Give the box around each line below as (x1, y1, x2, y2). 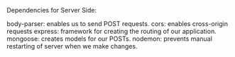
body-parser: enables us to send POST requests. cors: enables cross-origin (6, 20, 229, 27)
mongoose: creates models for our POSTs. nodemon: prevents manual (6, 34, 212, 43)
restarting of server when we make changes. (6, 42, 138, 50)
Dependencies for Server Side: (6, 6, 97, 14)
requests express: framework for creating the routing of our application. (6, 27, 217, 35)
